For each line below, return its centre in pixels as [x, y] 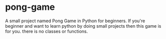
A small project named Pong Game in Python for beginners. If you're [75, 21]
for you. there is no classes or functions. [47, 31]
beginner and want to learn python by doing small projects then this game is [83, 26]
